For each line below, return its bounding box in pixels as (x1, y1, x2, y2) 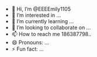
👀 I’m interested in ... (11, 12, 61, 19)
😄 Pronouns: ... (11, 39, 50, 46)
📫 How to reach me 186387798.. (11, 31, 92, 37)
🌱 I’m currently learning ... (11, 18, 74, 24)
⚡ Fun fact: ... (11, 45, 44, 52)
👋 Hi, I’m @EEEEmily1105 (11, 6, 71, 12)
